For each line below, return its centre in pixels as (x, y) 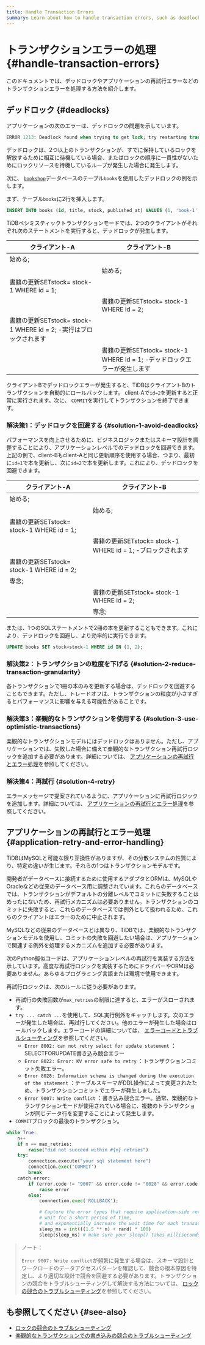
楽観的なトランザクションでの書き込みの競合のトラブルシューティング (103, 1336)
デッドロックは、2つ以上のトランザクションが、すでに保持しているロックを (101, 150)
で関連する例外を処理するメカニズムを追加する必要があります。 (86, 945)
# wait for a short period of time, (85, 1218)
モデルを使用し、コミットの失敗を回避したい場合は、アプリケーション (110, 938)
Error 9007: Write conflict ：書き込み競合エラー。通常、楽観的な (109, 1098)
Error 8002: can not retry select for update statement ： (100, 1045)
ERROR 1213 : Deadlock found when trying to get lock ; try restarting (97, 138)
